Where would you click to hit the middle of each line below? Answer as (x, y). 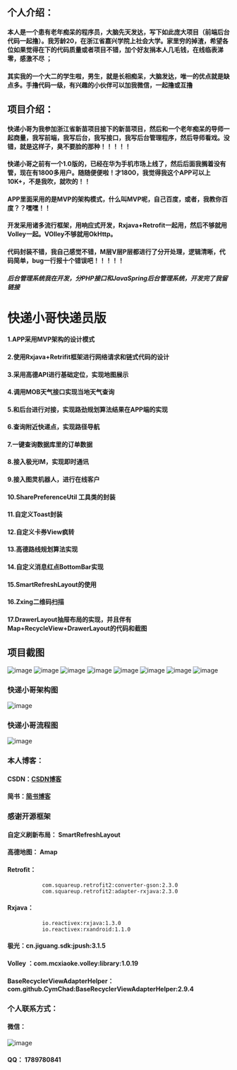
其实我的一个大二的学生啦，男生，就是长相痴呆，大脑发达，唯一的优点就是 (115, 76)
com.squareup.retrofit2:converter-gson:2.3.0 (110, 885)
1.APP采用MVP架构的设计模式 (51, 339)
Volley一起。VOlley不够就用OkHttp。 (62, 234)
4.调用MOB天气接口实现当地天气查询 (61, 392)
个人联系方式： (33, 1008)
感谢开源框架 (29, 817)
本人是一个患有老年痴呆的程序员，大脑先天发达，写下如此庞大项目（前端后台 (119, 32)
